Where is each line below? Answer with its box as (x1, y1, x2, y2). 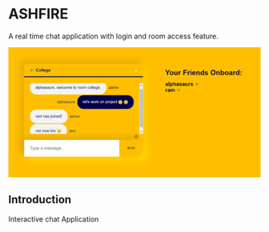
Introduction (8, 193, 72, 206)
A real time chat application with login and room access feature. (8, 31, 219, 41)
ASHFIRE (8, 5, 69, 23)
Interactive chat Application (8, 214, 99, 224)
